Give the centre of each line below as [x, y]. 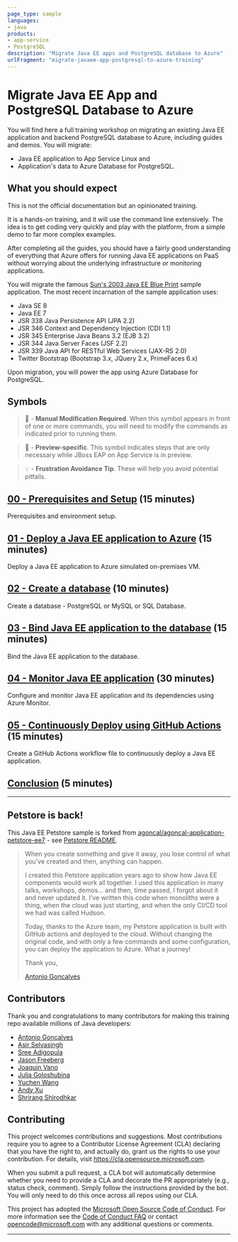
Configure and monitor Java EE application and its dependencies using [111, 696]
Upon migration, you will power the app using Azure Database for [103, 372]
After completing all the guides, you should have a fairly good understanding [119, 248]
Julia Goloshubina [44, 1075]
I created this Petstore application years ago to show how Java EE [121, 875]
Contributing [36, 1120]
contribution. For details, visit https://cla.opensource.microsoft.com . [107, 1159]
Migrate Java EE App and [83, 95]
